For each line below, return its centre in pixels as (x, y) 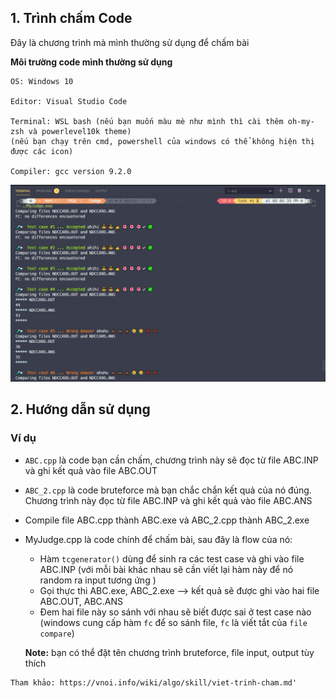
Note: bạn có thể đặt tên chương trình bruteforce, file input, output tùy (169, 652)
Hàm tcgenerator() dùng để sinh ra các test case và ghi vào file (172, 558)
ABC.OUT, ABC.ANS (81, 601)
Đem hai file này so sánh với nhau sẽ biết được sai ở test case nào (175, 612)
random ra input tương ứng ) (98, 580)
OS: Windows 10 (42, 81)
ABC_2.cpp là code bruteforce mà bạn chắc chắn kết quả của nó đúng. (168, 490)
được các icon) (42, 151)
